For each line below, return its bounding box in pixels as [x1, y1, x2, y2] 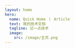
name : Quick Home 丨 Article [9, 16, 70, 21]
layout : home [5, 7, 32, 12]
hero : [5, 12, 16, 17]
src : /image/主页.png [14, 35, 58, 40]
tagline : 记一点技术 [9, 26, 49, 31]
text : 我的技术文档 [9, 21, 46, 26]
